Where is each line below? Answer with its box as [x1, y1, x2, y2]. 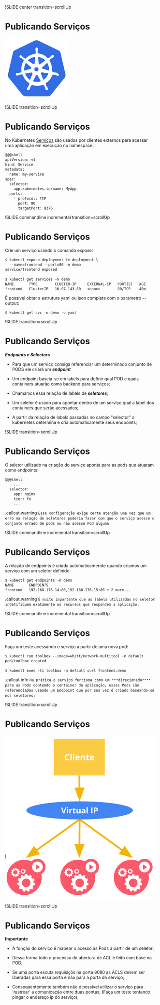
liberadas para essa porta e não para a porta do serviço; [12, 974, 125, 980]
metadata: [5, 167, 25, 172]
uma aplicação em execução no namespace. [5, 142, 94, 148]
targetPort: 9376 [17, 206, 53, 211]
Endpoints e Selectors [5, 352, 50, 357]
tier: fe [14, 496, 31, 502]
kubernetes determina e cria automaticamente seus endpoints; [12, 419, 137, 425]
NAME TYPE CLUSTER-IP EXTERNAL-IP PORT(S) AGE [5, 282, 146, 286]
